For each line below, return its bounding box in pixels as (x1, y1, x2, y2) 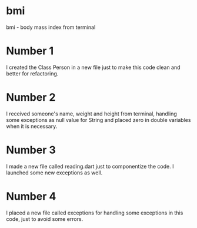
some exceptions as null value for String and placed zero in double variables (6, 116, 191, 123)
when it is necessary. (6, 123, 58, 130)
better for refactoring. (6, 70, 59, 77)
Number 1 (6, 44, 54, 58)
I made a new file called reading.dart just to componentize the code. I (6, 163, 174, 170)
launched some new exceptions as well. (6, 169, 103, 176)
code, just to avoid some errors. (6, 215, 84, 222)
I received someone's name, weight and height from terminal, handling (6, 110, 178, 117)
